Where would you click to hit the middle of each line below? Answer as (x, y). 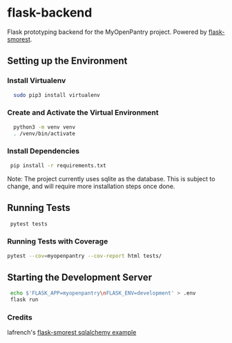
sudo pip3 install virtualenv (57, 95)
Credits (20, 317)
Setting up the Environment (67, 61)
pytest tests (29, 224)
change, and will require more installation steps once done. (91, 186)
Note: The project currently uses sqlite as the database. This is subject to (111, 178)
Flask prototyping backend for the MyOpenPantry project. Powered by (107, 32)
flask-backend (50, 13)
